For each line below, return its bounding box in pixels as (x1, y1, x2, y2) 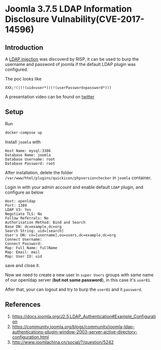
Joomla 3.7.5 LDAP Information (5, 3, 132, 15)
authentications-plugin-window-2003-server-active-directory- (12, 329, 138, 334)
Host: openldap (5, 199, 36, 203)
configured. (5, 67, 28, 72)
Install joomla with (5, 139, 41, 145)
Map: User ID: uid (5, 254, 42, 259)
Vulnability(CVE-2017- (50, 14, 145, 25)
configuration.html (12, 334, 49, 340)
